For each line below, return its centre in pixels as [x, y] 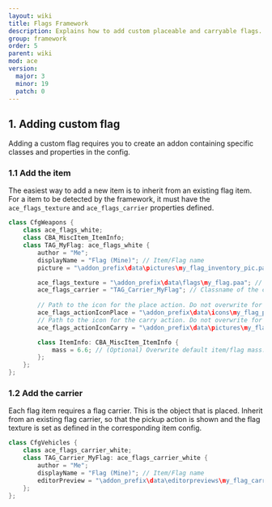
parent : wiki [30, 53]
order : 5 [23, 46]
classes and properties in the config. [70, 152]
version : [23, 69]
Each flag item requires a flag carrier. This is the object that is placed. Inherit [136, 411]
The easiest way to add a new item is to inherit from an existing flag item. [130, 190]
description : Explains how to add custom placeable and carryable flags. [136, 31]
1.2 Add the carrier [46, 394]
